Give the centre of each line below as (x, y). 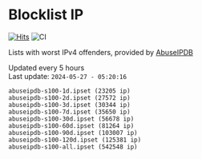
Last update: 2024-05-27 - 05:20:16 (67, 76)
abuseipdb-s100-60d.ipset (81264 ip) (71, 125)
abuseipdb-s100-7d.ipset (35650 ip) (69, 112)
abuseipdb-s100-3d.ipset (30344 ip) (69, 105)
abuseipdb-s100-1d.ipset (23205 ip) (69, 91)
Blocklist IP (46, 15)
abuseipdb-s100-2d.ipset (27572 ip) (69, 97)
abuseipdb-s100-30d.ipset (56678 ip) (71, 119)
